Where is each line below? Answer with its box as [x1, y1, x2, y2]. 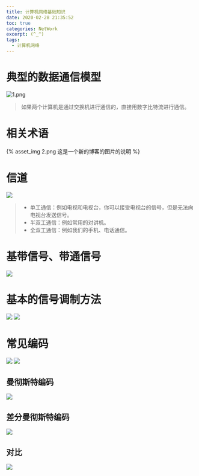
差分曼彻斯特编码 [6, 412, 70, 422]
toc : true [6, 20, 31, 26]
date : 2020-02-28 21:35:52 [6, 14, 74, 21]
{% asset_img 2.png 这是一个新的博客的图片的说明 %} [6, 147, 140, 155]
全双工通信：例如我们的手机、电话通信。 [29, 226, 130, 233]
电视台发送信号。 [29, 211, 73, 218]
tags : [6, 37, 20, 43]
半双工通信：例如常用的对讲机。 [29, 219, 109, 226]
